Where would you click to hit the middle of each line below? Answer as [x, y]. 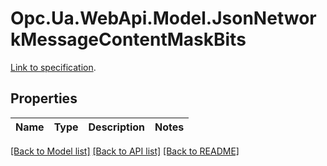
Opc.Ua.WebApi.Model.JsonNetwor [163, 18]
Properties [44, 98]
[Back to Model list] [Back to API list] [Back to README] [125, 151]
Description [116, 127]
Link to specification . [53, 67]
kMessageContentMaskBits [128, 39]
